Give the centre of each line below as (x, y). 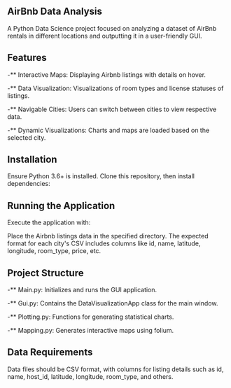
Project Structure (45, 273)
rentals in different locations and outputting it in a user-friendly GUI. (105, 36)
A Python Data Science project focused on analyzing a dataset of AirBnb (112, 28)
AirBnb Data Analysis (55, 12)
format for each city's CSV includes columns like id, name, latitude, (104, 243)
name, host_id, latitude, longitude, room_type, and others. (90, 376)
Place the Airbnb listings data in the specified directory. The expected (108, 236)
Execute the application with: (49, 222)
